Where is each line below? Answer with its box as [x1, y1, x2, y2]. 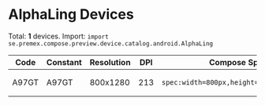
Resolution [89, 56, 132, 67]
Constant [46, 56, 83, 67]
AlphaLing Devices [8, 5, 134, 24]
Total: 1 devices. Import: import [8, 31, 109, 41]
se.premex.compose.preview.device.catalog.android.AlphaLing [8, 39, 214, 48]
